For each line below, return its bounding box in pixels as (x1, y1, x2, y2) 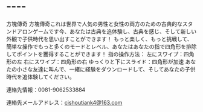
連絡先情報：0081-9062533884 (6, 86, 86, 93)
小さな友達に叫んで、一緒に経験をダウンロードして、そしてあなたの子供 (16, 65, 196, 73)
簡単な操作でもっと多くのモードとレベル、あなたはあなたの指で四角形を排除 (6, 42, 197, 50)
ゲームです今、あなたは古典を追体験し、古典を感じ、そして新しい (32, 27, 197, 35)
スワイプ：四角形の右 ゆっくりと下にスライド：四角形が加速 (34, 58, 184, 65)
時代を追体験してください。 (6, 73, 76, 81)
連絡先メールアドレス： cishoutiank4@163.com (6, 99, 123, 106)
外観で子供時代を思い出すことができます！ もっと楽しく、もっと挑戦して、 (6, 35, 193, 42)
